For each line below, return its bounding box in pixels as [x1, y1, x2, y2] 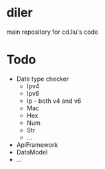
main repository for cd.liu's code [6, 28, 99, 36]
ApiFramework [16, 140, 58, 149]
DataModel [16, 148, 48, 156]
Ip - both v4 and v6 [26, 97, 82, 105]
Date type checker [16, 74, 69, 83]
